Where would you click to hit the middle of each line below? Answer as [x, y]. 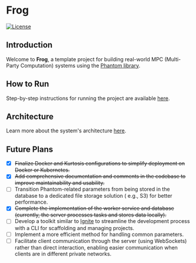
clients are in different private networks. [63, 254]
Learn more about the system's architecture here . [66, 131]
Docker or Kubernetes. [42, 170]
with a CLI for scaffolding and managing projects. [74, 228]
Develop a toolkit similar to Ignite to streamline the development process [102, 221]
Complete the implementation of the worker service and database [94, 208]
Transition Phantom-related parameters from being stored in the [92, 189]
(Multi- [173, 59]
